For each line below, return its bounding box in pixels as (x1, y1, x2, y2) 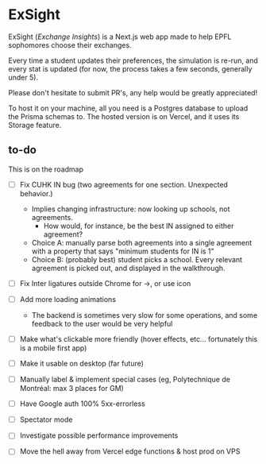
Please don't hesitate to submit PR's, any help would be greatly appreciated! (8, 87, 258, 97)
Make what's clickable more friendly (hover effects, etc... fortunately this (19, 334, 258, 343)
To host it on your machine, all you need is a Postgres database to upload (8, 103, 249, 113)
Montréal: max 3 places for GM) (19, 384, 125, 393)
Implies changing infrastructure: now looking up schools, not (31, 204, 230, 214)
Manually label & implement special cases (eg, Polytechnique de (19, 375, 230, 385)
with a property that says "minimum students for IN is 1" (31, 246, 214, 256)
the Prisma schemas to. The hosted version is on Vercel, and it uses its (8, 111, 240, 121)
